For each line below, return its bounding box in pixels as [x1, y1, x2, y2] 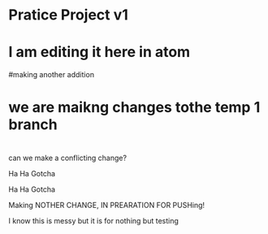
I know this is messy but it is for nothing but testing [8, 215, 179, 225]
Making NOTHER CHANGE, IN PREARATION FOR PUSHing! [8, 200, 205, 210]
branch [8, 115, 58, 134]
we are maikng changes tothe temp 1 [8, 98, 261, 117]
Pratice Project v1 [8, 6, 128, 24]
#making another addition [8, 70, 95, 80]
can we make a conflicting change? [8, 153, 128, 162]
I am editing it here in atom [8, 43, 191, 62]
